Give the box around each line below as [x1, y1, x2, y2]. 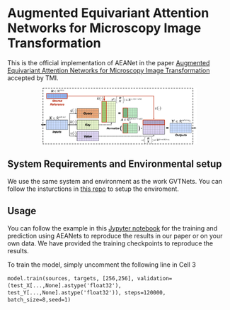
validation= [137, 275, 173, 282]
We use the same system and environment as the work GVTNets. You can [7, 177, 223, 185]
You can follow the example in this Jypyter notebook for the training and [7, 223, 218, 232]
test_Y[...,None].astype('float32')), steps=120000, [7, 289, 166, 296]
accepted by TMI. [7, 73, 59, 82]
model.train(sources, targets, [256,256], [7, 275, 134, 282]
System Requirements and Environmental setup [7, 158, 222, 170]
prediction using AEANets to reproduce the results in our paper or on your [7, 231, 223, 240]
